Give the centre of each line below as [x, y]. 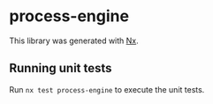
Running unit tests [61, 68]
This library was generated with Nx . [74, 41]
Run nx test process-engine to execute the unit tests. [107, 89]
